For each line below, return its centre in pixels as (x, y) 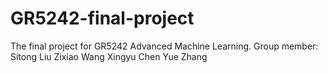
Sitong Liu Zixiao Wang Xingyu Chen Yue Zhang (109, 56)
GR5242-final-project (102, 18)
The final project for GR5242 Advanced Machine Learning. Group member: (164, 46)
